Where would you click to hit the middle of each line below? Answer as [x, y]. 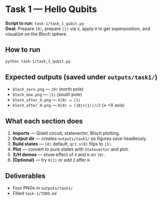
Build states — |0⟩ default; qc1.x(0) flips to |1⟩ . [62, 144]
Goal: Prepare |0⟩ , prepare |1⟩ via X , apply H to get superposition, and [78, 28]
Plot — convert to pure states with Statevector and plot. [71, 149]
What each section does [44, 121]
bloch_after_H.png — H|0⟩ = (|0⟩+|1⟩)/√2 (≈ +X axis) [68, 105]
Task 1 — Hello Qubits [51, 9]
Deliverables [25, 176]
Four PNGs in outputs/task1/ [43, 188]
